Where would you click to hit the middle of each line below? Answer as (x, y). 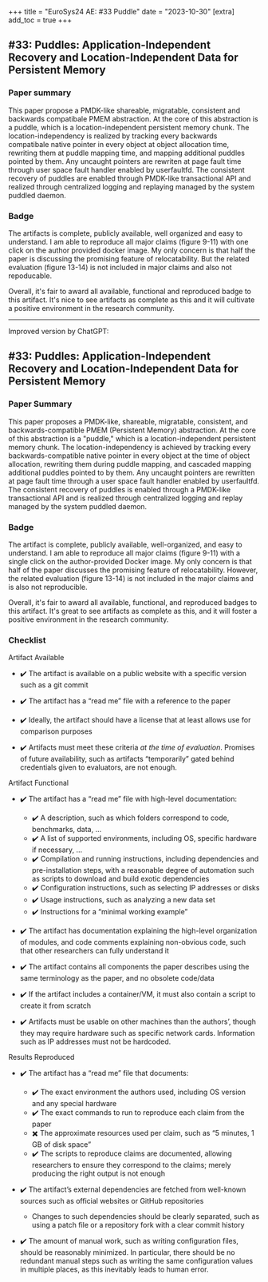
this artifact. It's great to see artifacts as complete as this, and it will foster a (133, 611)
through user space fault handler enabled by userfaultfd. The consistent (126, 169)
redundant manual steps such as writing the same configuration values (136, 1261)
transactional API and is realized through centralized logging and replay (126, 498)
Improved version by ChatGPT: (59, 331)
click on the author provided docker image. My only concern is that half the (132, 250)
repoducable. (30, 276)
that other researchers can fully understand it (95, 951)
